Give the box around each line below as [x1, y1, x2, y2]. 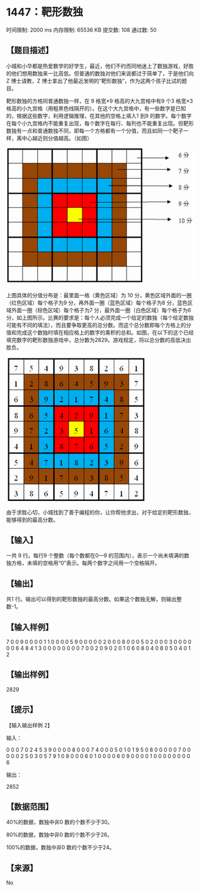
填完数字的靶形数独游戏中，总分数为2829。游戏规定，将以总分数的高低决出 [6, 336, 192, 343]
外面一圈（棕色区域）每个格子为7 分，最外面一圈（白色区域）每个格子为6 [11, 306, 192, 313]
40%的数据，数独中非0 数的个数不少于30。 [6, 818, 113, 825]
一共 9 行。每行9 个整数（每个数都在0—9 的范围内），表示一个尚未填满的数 [6, 552, 189, 559]
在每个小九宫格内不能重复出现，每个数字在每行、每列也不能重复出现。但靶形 [6, 120, 194, 127]
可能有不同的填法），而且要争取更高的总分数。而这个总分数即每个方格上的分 [6, 321, 192, 328]
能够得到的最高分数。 [6, 516, 58, 523]
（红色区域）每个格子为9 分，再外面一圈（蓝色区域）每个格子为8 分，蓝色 [6, 299, 188, 306]
